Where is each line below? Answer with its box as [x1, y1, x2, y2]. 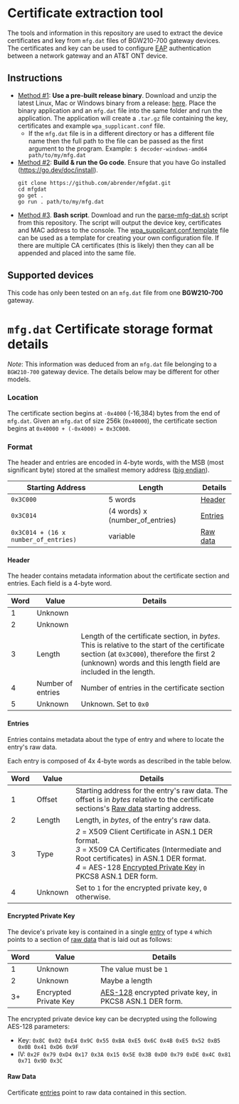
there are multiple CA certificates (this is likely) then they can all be [17, 241, 215, 249]
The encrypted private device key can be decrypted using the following [7, 1014, 217, 1023]
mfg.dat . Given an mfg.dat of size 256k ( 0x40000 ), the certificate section [7, 416, 218, 425]
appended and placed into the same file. [17, 249, 137, 257]
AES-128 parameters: [7, 1022, 70, 1030]
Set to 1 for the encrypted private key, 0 [75, 883, 208, 893]
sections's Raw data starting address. [75, 803, 201, 813]
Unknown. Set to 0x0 [80, 699, 149, 709]
